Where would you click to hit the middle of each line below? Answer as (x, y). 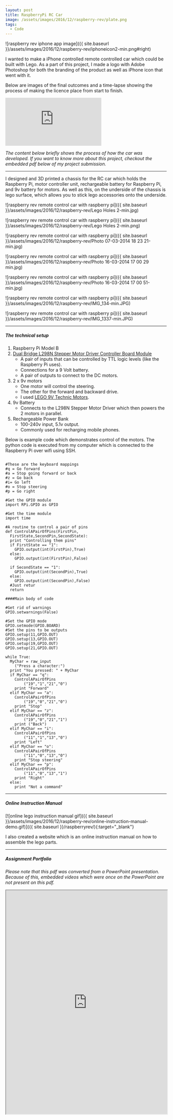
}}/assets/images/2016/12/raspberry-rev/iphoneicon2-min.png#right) (78, 49)
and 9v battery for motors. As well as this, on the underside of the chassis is (86, 189)
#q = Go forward (23, 469)
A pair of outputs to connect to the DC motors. (69, 375)
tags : (11, 24)
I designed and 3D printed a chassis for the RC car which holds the (76, 179)
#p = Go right (20, 491)
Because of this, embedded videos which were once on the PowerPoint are (85, 877)
